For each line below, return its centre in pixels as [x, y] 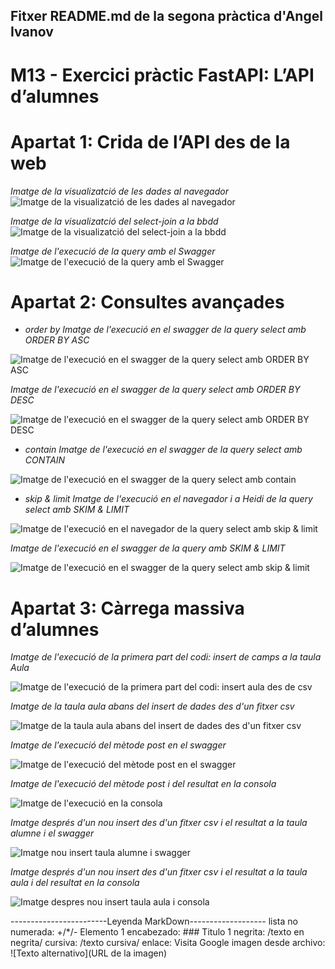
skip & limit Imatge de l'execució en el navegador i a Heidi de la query [168, 499]
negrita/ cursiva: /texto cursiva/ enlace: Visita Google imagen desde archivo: [168, 943]
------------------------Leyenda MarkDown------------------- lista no [154, 921]
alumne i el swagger [52, 833]
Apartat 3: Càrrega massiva [127, 608]
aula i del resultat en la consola [75, 883]
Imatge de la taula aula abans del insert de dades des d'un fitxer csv [152, 706]
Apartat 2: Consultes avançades [147, 301]
